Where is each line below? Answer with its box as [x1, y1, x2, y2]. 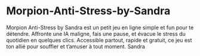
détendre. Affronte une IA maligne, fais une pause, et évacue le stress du [6, 30, 186, 37]
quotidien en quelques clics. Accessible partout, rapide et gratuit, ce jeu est [6, 36, 192, 43]
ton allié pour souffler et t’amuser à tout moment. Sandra [6, 43, 145, 50]
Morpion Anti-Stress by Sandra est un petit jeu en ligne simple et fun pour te [6, 24, 194, 31]
